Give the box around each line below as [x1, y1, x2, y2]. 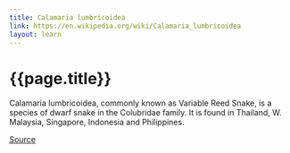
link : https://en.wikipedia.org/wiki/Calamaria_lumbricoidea [9, 21, 242, 30]
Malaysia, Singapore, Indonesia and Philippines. [9, 117, 185, 128]
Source [9, 134, 36, 145]
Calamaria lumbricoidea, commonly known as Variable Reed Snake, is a [9, 98, 272, 108]
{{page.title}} [9, 68, 112, 89]
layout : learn [9, 30, 62, 38]
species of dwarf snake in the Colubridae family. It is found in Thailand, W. [9, 107, 283, 118]
